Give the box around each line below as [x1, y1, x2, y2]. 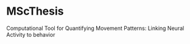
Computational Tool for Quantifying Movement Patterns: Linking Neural [6, 24, 185, 32]
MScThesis [6, 4, 64, 18]
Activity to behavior [6, 31, 55, 38]
